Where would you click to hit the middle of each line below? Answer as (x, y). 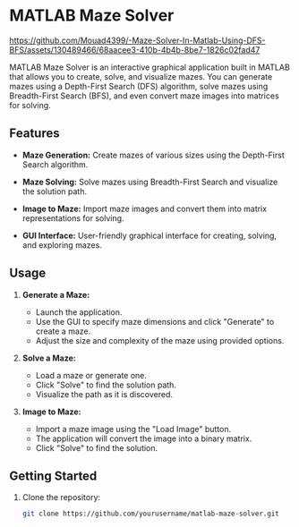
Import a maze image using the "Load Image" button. (133, 429)
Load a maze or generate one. (91, 375)
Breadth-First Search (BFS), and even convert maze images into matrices (144, 96)
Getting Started (53, 476)
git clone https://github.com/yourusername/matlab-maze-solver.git (150, 514)
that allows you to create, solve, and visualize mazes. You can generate (141, 76)
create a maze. (63, 331)
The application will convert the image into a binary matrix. (144, 438)
